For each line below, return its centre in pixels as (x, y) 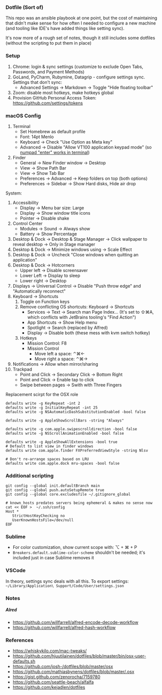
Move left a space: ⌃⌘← (60, 353)
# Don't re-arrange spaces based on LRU (47, 459)
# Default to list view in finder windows (49, 446)
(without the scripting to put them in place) (49, 43)
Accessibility (25, 202)
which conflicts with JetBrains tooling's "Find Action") (82, 317)
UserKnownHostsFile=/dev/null (43, 520)
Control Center (28, 223)
